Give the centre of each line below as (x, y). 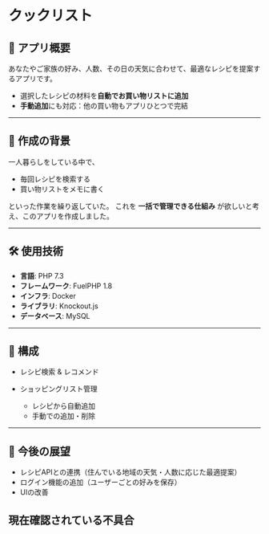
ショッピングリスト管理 (58, 389)
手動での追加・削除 (64, 416)
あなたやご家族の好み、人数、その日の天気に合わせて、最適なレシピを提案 (131, 69)
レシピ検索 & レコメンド (59, 372)
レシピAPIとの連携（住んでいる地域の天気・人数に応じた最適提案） (130, 472)
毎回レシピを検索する (55, 179)
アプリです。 (36, 79)
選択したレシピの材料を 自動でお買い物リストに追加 (104, 96)
